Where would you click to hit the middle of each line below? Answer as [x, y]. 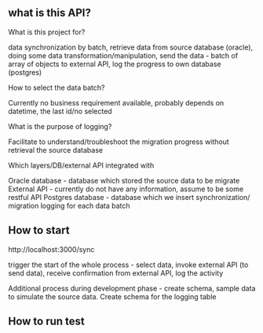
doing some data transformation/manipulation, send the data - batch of [123, 55]
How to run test [46, 322]
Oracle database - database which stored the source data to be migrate [124, 180]
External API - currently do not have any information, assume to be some [126, 189]
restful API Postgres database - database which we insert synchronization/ [129, 197]
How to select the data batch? [57, 87]
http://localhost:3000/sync [51, 249]
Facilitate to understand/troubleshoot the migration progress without [119, 142]
